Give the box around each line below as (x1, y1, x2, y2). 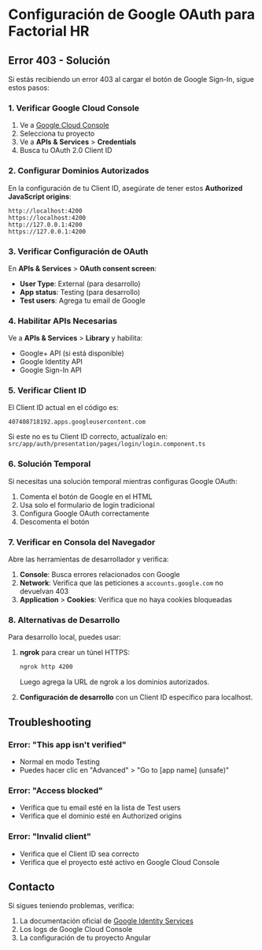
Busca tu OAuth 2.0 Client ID (19, 146, 113, 155)
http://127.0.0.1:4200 (8, 221, 83, 229)
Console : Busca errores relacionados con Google (19, 570, 180, 579)
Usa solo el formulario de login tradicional (19, 500, 155, 509)
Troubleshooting (8, 715, 92, 728)
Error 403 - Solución (8, 54, 110, 67)
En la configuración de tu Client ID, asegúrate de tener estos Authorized (8, 183, 243, 192)
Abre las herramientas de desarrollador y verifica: (8, 554, 169, 564)
